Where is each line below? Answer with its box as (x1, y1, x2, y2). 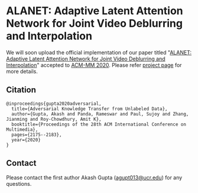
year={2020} (11, 137, 41, 143)
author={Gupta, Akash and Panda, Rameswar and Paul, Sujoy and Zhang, (11, 111, 189, 117)
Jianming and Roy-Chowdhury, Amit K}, (6, 116, 102, 122)
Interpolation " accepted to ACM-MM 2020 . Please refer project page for (6, 61, 182, 69)
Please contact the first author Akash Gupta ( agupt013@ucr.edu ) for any (6, 173, 183, 181)
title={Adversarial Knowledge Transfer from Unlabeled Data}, (11, 105, 168, 112)
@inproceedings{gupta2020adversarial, (6, 101, 102, 107)
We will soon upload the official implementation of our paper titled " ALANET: (6, 49, 192, 56)
